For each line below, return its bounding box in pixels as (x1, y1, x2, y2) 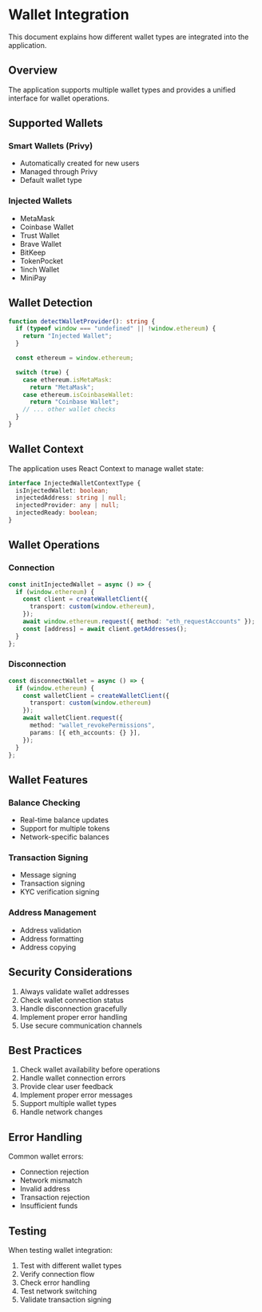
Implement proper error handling (19, 1012, 128, 1021)
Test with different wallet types (19, 1261, 122, 1270)
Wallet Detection (8, 296, 93, 310)
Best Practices (8, 1044, 82, 1057)
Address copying (19, 942, 77, 952)
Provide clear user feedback (19, 1082, 113, 1092)
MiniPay (19, 273, 46, 283)
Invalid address (19, 1184, 70, 1194)
